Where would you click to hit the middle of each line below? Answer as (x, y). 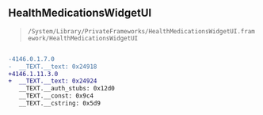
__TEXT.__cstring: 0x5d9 (60, 103)
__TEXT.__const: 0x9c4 (56, 96)
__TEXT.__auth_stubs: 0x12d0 (67, 89)
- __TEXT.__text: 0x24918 (53, 67)
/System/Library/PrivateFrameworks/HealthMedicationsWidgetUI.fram (141, 31)
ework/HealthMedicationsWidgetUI (83, 38)
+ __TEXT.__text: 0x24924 (53, 81)
